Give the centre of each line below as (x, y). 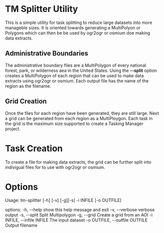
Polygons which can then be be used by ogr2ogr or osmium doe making (78, 33)
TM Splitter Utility (41, 9)
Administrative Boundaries (47, 53)
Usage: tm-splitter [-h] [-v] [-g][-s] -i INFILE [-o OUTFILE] (63, 200)
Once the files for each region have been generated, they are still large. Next (82, 113)
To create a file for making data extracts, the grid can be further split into (78, 162)
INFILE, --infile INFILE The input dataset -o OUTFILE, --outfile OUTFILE (76, 220)
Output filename (21, 225)
